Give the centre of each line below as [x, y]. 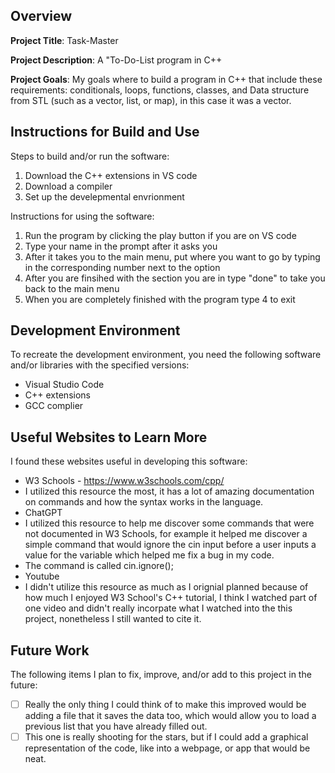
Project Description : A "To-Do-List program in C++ [116, 60]
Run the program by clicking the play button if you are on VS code [160, 235]
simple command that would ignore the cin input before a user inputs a [170, 545]
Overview [41, 16]
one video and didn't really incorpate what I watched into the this [158, 608]
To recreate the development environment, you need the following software [166, 355]
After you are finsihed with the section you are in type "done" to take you [175, 278]
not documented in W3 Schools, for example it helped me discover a [166, 534]
